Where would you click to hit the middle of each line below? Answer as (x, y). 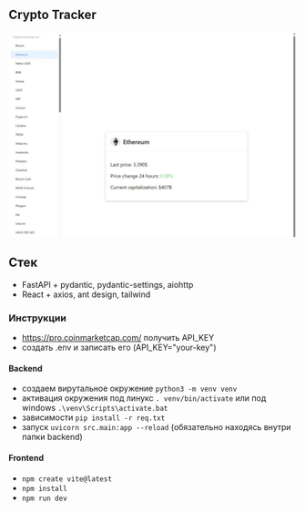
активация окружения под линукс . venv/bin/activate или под (144, 398)
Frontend (26, 458)
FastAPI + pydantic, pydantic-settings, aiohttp (107, 284)
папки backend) (52, 437)
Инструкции (38, 318)
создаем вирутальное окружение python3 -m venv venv (129, 389)
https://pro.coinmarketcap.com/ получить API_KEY (118, 338)
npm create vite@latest (67, 479)
